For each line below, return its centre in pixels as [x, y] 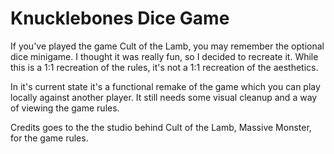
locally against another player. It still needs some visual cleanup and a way [164, 97]
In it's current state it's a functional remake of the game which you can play [165, 86]
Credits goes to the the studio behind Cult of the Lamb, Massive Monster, [161, 127]
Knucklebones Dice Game [120, 18]
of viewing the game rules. [65, 108]
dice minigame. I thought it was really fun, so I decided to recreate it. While [164, 56]
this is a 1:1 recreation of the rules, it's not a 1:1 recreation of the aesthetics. [164, 67]
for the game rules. [49, 138]
